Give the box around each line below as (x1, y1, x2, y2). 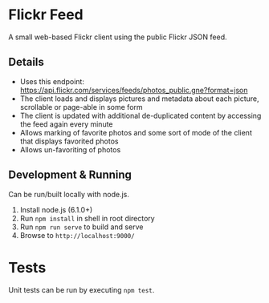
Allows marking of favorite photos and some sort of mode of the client (19, 127, 253, 137)
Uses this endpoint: (19, 76, 84, 86)
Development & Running (8, 168, 132, 182)
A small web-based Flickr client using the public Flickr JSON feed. (8, 32, 227, 42)
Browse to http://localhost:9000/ (19, 230, 135, 240)
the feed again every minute (19, 119, 114, 129)
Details (8, 55, 44, 69)
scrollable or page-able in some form (19, 102, 143, 111)
